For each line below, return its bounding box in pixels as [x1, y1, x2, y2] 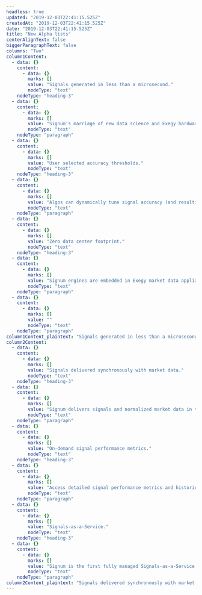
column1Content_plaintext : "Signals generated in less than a [6, 334, 165, 340]
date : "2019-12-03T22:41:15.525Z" [6, 25, 93, 32]
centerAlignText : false [6, 37, 66, 43]
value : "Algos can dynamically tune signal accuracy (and [28, 199, 176, 205]
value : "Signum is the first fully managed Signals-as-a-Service [28, 563, 195, 569]
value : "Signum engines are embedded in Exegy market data [28, 278, 179, 284]
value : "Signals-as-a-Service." [28, 524, 109, 530]
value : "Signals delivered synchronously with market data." [28, 367, 185, 373]
